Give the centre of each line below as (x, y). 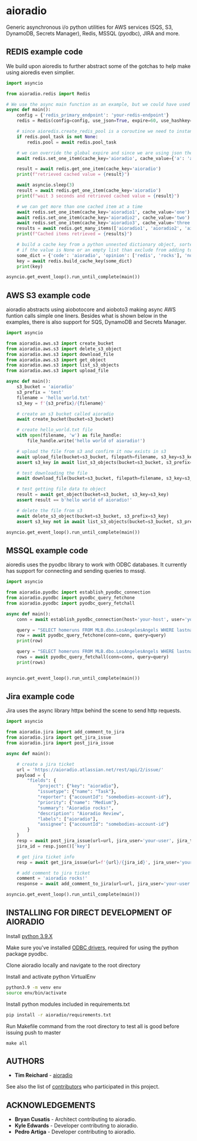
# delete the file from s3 (50, 511)
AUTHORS (26, 1061)
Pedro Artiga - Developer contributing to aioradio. (75, 1132)
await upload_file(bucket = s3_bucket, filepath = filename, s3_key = (98, 457)
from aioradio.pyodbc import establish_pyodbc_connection (78, 592)
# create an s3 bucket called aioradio (65, 414)
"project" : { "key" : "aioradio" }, (78, 786)
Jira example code (40, 697)
